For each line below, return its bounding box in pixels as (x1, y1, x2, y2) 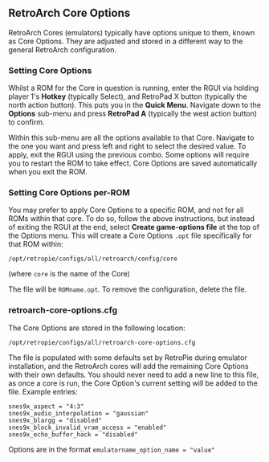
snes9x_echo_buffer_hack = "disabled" (8, 430, 138, 439)
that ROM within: (8, 239, 63, 249)
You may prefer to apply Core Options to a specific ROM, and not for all (8, 205, 244, 215)
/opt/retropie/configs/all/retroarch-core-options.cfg (8, 338, 196, 346)
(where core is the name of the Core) (8, 269, 131, 279)
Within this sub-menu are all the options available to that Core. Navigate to (8, 133, 255, 143)
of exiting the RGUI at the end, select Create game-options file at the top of (8, 223, 259, 232)
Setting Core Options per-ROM (8, 187, 131, 198)
